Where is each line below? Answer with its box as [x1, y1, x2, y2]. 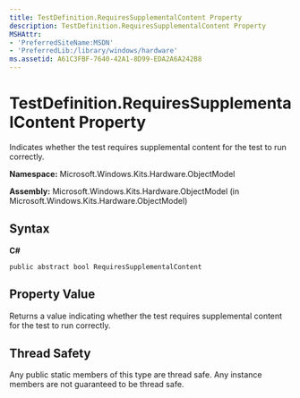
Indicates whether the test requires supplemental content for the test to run [9, 141, 287, 152]
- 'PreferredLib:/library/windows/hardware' [9, 47, 178, 55]
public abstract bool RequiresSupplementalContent [9, 262, 202, 271]
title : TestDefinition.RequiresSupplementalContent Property [9, 13, 243, 22]
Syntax [9, 221, 50, 237]
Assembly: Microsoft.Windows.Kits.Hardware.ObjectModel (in [9, 185, 240, 197]
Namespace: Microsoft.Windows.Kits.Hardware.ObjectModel [9, 168, 236, 179]
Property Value [9, 287, 96, 302]
